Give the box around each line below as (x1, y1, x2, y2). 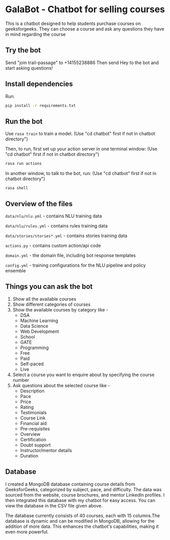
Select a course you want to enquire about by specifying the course (12, 372, 155, 378)
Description (20, 388, 45, 394)
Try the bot (5, 46, 41, 54)
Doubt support (20, 442, 51, 448)
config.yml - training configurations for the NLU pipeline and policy (5, 262, 146, 268)
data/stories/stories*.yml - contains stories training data (5, 233, 128, 239)
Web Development (20, 328, 59, 334)
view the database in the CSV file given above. (5, 502, 103, 508)
